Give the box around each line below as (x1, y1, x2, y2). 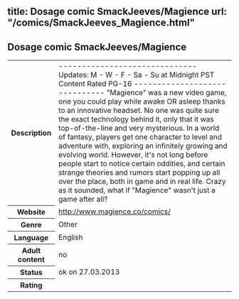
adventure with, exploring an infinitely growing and (58, 141, 228, 151)
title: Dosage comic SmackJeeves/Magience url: (7, 6, 228, 18)
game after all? (58, 195, 108, 205)
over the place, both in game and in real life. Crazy (58, 177, 226, 187)
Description (11, 128, 52, 138)
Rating (20, 280, 43, 290)
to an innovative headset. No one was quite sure (58, 106, 219, 116)
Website (16, 207, 46, 217)
